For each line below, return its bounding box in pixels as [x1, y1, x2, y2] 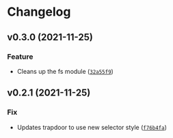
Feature [7, 52, 34, 61]
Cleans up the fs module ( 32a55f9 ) [16, 67, 114, 75]
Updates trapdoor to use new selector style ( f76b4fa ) [16, 123, 168, 131]
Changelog [7, 4, 71, 20]
